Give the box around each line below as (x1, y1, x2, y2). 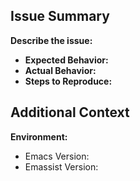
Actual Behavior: (24, 64, 97, 76)
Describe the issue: (10, 34, 93, 46)
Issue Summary (10, 8, 110, 25)
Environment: (10, 130, 68, 143)
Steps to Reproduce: (24, 75, 113, 87)
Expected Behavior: (24, 54, 109, 66)
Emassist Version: (24, 160, 99, 173)
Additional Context (10, 104, 130, 121)
